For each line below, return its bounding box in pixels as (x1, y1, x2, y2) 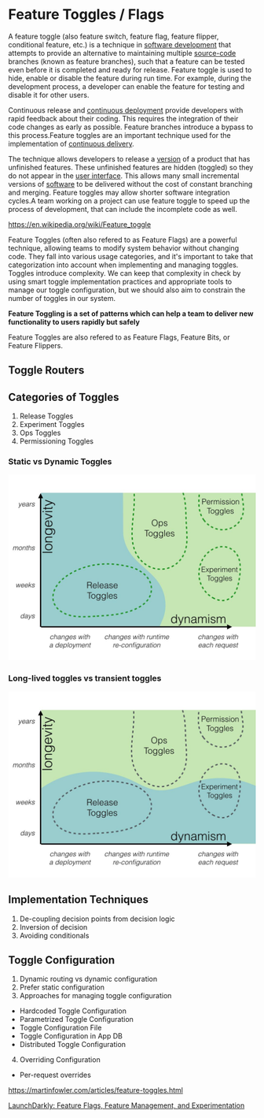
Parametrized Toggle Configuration (19, 1015, 134, 1024)
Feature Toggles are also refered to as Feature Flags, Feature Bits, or (8, 332, 230, 342)
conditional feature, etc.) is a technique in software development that (8, 39, 232, 49)
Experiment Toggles (19, 420, 85, 429)
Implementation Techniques (8, 893, 149, 907)
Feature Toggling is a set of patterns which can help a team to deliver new (8, 309, 254, 318)
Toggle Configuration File (19, 1023, 102, 1033)
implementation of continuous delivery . (8, 139, 135, 148)
